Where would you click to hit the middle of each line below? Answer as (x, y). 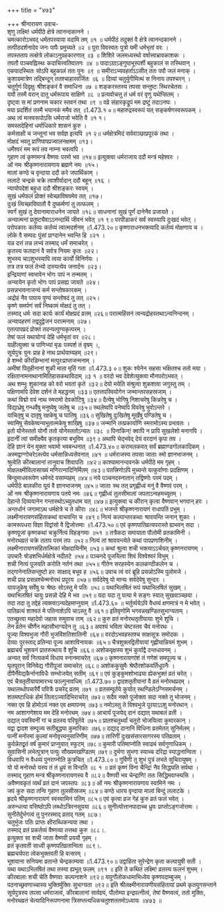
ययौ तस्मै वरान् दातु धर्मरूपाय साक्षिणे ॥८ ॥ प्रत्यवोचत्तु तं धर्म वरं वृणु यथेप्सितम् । (94, 94)
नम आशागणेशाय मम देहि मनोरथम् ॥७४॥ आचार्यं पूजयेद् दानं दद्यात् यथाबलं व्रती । (95, 713)
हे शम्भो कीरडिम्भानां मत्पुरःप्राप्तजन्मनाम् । (51, 360)
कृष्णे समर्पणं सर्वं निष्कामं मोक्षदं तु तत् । (49, 306)
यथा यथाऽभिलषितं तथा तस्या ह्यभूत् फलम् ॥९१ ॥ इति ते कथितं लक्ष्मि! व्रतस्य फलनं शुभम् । (105, 869)
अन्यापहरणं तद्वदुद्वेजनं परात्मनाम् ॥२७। (49, 321)
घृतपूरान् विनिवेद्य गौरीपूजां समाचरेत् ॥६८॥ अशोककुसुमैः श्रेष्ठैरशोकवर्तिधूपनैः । (91, 666)
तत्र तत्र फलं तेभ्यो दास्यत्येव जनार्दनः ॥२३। (54, 266)
